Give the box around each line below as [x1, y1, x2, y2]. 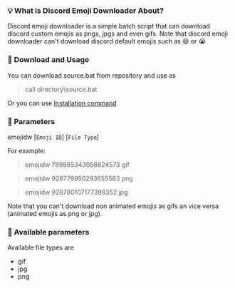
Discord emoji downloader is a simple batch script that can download [7, 22, 210, 31]
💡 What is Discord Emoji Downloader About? [7, 6, 164, 16]
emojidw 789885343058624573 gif [24, 160, 130, 169]
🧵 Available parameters [7, 227, 90, 237]
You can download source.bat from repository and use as [7, 71, 176, 80]
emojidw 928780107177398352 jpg [24, 187, 128, 196]
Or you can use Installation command [7, 98, 117, 107]
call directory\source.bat [24, 85, 98, 93]
